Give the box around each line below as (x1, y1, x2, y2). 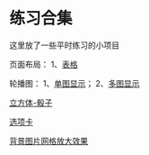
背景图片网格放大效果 (9, 135, 88, 146)
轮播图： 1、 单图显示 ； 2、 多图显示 (9, 77, 141, 88)
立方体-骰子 (9, 96, 53, 108)
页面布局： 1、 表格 (9, 59, 78, 69)
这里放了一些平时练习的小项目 (9, 40, 119, 50)
